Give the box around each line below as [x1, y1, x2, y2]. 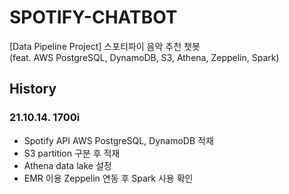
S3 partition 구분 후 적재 [23, 147, 121, 159]
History [9, 81, 57, 98]
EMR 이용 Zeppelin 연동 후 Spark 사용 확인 [23, 172, 194, 184]
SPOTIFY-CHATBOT [9, 6, 178, 29]
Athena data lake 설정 [23, 159, 112, 171]
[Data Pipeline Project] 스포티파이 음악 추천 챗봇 [9, 40, 201, 52]
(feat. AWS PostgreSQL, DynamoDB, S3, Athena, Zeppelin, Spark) [9, 51, 280, 63]
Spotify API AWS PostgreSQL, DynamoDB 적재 [23, 134, 214, 146]
